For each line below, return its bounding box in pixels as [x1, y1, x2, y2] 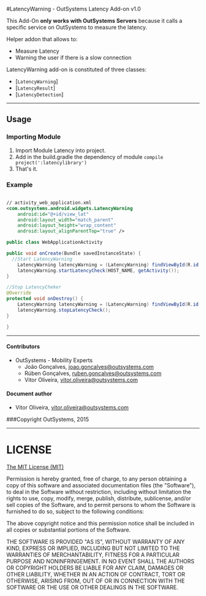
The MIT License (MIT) [6, 463, 64, 470]
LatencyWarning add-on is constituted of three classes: [6, 66, 147, 73]
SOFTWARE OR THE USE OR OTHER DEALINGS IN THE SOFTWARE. [6, 583, 178, 591]
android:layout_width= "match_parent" [17, 217, 114, 223]
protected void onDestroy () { [6, 296, 84, 302]
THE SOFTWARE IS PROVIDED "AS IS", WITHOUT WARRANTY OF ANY [6, 538, 185, 545]
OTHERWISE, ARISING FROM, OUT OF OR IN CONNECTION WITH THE [6, 577, 185, 584]
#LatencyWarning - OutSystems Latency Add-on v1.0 [6, 6, 141, 12]
